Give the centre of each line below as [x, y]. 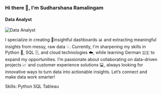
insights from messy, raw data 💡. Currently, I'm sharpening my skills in [75, 47]
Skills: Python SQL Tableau [32, 86]
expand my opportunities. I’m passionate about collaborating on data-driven [81, 60]
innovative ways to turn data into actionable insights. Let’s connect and [76, 72]
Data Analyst [18, 19]
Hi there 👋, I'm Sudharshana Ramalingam [54, 8]
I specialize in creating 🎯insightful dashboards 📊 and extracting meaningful [81, 40]
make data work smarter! [30, 77]
